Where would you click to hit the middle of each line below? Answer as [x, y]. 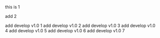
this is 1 [12, 7]
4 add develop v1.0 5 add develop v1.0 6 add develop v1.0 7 [65, 31]
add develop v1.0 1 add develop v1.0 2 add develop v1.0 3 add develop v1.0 [80, 25]
